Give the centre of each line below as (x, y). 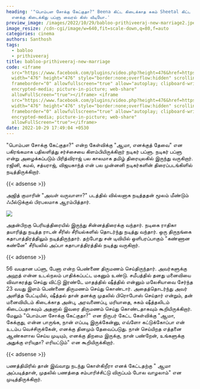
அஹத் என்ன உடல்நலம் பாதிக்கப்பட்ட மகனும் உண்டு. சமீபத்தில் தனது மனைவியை (99, 275)
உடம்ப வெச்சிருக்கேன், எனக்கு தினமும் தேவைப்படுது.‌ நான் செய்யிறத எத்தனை (94, 329)
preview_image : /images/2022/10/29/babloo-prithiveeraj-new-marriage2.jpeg (102, 23)
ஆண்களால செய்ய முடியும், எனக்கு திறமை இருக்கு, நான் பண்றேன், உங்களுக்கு (95, 335)
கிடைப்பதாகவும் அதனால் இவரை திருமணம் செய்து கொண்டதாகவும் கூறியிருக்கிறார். (99, 309)
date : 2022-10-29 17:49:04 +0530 (48, 128)
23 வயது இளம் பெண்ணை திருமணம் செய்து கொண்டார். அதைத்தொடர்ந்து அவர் (97, 289)
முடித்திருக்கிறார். (24, 379)
